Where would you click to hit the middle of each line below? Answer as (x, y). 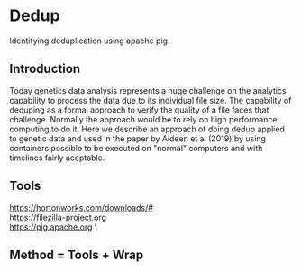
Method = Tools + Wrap (77, 254)
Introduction (45, 69)
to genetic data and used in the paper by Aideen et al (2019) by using (137, 138)
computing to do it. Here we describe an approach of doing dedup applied (147, 129)
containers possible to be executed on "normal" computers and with (136, 148)
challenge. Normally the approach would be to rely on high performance (143, 119)
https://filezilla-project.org (58, 217)
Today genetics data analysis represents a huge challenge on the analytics (148, 90)
